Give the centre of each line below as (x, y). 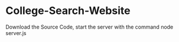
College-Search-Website (68, 11)
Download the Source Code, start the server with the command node (89, 27)
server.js (16, 33)
